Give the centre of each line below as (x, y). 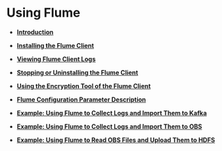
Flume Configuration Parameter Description (81, 100)
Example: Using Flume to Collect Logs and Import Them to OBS (109, 126)
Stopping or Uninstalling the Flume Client (77, 72)
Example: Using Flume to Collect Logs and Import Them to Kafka (112, 113)
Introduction (35, 32)
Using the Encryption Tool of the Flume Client (84, 86)
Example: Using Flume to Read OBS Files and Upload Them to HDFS (116, 140)
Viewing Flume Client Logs (56, 59)
